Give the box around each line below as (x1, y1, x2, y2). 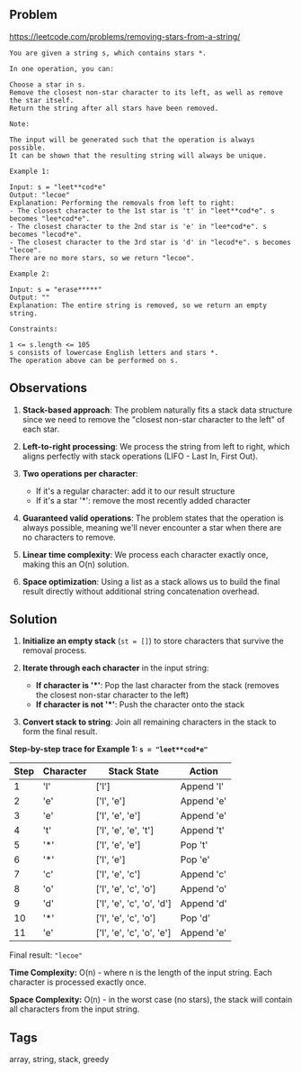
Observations (9, 380, 88, 396)
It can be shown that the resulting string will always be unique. (9, 150, 268, 160)
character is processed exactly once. (9, 977, 146, 987)
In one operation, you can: (9, 64, 115, 73)
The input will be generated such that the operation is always (9, 135, 255, 144)
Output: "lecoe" (9, 190, 70, 199)
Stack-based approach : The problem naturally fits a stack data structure (22, 405, 293, 415)
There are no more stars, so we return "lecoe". (9, 253, 195, 262)
